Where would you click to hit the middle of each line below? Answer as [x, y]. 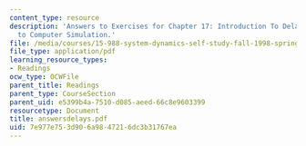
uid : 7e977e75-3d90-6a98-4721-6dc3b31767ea [93, 128]
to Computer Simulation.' [67, 34]
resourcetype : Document [55, 111]
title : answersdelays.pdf [58, 119]
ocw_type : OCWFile [44, 77]
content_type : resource [55, 18]
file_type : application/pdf [63, 52]
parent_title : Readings [55, 85]
